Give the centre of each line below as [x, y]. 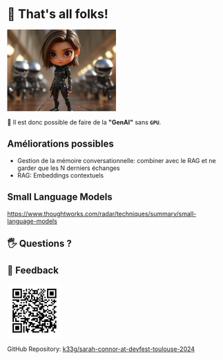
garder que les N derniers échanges [68, 168]
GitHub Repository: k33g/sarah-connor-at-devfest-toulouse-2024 [101, 349]
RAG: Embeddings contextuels [60, 175]
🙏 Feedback [33, 271]
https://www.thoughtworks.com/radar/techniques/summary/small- [102, 214]
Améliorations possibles [60, 144]
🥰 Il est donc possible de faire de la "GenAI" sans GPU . [84, 122]
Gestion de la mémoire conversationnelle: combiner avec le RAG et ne [116, 160]
